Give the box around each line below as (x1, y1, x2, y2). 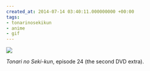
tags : (6, 14, 20, 20)
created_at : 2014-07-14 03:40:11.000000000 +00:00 (6, 8, 135, 15)
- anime (6, 25, 26, 31)
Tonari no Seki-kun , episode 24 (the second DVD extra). (6, 58, 145, 65)
